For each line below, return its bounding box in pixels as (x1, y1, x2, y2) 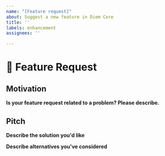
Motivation (6, 84, 47, 93)
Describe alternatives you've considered (6, 143, 108, 150)
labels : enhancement (6, 25, 57, 31)
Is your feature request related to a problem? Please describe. (6, 99, 160, 106)
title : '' (6, 19, 30, 25)
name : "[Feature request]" (6, 8, 72, 15)
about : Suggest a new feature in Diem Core (6, 14, 114, 20)
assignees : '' (6, 30, 41, 36)
